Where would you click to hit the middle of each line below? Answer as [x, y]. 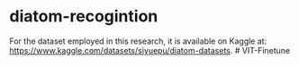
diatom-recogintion [84, 16]
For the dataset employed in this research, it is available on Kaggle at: [138, 41]
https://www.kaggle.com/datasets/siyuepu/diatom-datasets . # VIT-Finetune [150, 50]
